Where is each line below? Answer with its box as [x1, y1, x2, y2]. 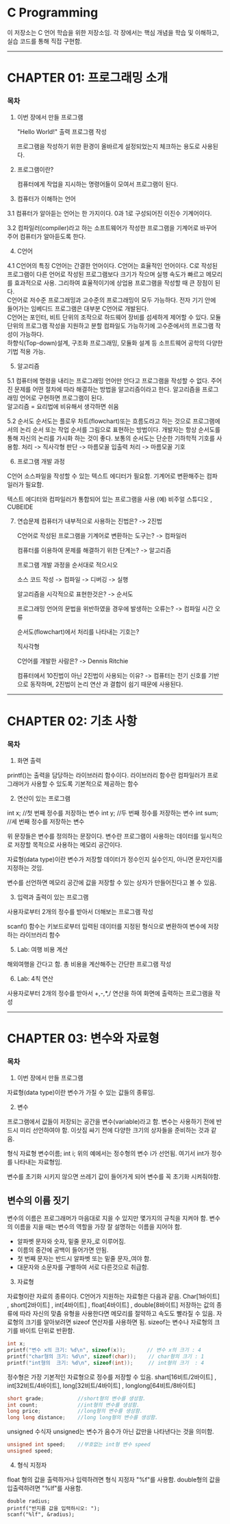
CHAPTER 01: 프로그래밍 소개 [7, 70, 168, 86]
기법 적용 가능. [7, 348, 46, 356]
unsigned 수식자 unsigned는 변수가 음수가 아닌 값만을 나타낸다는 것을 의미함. [7, 1427, 214, 1436]
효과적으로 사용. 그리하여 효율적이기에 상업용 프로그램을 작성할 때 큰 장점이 [14, 279, 214, 287]
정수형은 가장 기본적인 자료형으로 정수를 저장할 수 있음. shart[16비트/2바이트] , [7, 1372, 217, 1381]
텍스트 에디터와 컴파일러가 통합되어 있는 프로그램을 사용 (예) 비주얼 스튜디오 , [7, 495, 212, 503]
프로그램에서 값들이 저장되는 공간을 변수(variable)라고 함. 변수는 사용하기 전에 [7, 1117, 215, 1126]
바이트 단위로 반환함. [19, 1327, 75, 1335]
